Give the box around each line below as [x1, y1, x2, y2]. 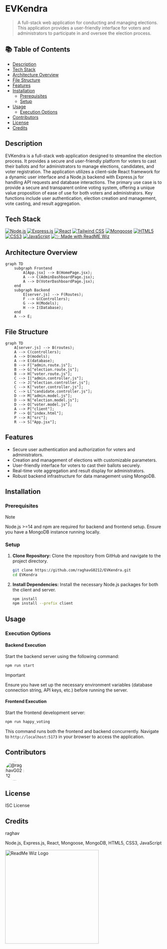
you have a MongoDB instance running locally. [5, 528, 101, 535]
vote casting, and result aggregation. [5, 200, 81, 206]
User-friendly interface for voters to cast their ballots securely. [12, 462, 141, 468]
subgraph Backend [14, 288, 50, 293]
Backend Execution [5, 642, 46, 648]
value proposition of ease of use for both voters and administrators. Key [5, 189, 153, 195]
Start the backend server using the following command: [5, 653, 120, 659]
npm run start [5, 663, 35, 668]
